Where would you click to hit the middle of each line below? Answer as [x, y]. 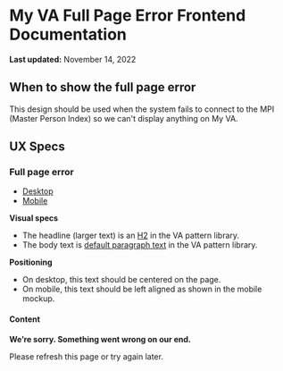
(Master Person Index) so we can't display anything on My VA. [124, 118]
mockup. [38, 299]
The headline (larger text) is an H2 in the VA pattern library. [130, 236]
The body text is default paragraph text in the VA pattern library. [140, 245]
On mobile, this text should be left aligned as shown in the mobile [142, 289]
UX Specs [37, 147]
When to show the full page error [103, 87]
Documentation [68, 34]
